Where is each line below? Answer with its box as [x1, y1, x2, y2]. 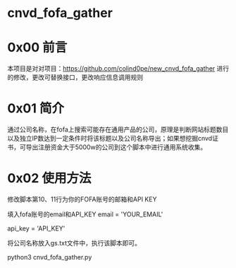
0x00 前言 [7, 40, 68, 56]
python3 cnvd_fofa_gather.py [7, 253, 92, 261]
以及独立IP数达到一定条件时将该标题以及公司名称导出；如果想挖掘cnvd [7, 134, 213, 143]
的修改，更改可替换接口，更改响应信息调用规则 [7, 73, 143, 82]
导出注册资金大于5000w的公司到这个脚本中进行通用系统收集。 [25, 143, 207, 151]
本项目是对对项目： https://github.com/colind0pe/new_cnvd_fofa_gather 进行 [7, 64, 230, 73]
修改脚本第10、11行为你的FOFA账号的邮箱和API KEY [7, 195, 157, 203]
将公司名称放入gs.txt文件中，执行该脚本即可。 [7, 239, 142, 247]
